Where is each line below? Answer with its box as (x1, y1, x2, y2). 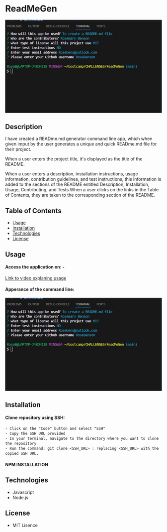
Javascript (12, 489, 34, 495)
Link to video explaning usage (5, 275, 67, 281)
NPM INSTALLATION (5, 461, 49, 467)
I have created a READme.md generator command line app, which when (5, 135, 153, 142)
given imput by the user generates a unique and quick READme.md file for (5, 141, 157, 147)
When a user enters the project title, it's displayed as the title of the (5, 156, 143, 162)
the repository (5, 441, 37, 446)
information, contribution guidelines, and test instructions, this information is (5, 176, 162, 182)
